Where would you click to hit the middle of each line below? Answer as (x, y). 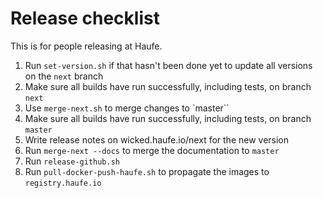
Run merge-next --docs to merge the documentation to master (152, 150)
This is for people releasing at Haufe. (86, 46)
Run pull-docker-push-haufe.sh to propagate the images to (147, 171)
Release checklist (85, 18)
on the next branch (64, 76)
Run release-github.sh (72, 161)
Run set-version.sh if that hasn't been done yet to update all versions (168, 65)
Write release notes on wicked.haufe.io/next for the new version (157, 139)
